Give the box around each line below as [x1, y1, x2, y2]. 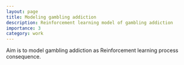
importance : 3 [6, 25, 41, 31]
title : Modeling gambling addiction [6, 14, 96, 20]
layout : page [6, 8, 38, 15]
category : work [6, 31, 44, 37]
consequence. [6, 53, 41, 60]
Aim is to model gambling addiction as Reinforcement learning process [6, 47, 179, 54]
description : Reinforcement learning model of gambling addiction [6, 19, 173, 25]
